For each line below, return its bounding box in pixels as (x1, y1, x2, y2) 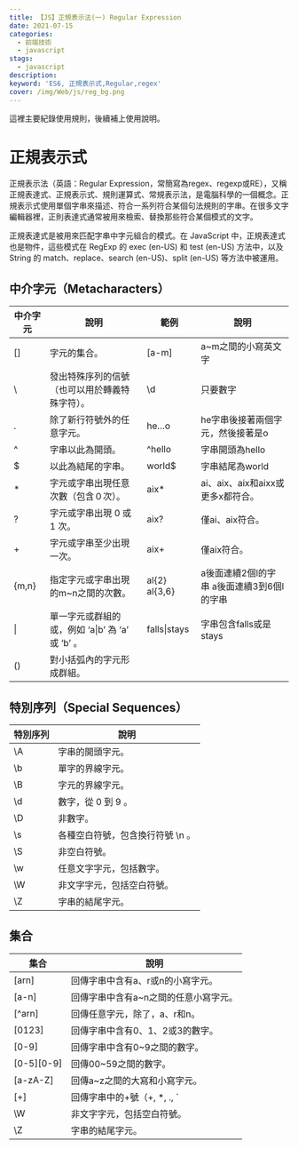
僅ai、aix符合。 (200, 514, 264, 526)
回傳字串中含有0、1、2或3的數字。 (70, 1024, 219, 1036)
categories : (9, 29, 53, 38)
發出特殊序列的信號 (50, 371, 130, 383)
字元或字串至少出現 (50, 537, 130, 549)
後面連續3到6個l (216, 580, 285, 593)
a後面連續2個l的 (200, 567, 268, 579)
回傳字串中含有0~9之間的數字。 (70, 1041, 204, 1053)
